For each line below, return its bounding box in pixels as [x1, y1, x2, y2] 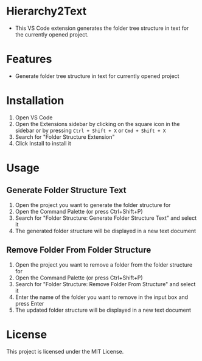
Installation [6, 94, 64, 108]
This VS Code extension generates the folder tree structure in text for [15, 24, 189, 32]
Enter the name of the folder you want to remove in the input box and [15, 293, 189, 301]
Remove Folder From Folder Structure [6, 245, 151, 255]
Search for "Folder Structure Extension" [15, 133, 115, 141]
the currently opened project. [15, 30, 89, 38]
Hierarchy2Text [6, 4, 87, 18]
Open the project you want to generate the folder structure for [15, 201, 171, 208]
